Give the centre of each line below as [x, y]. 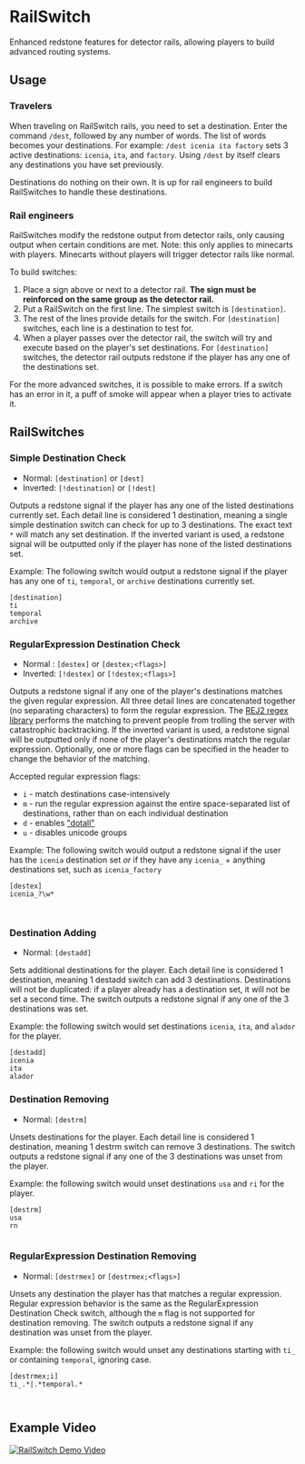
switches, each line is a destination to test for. [108, 328]
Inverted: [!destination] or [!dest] [89, 487]
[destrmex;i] [34, 1376]
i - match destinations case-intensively [96, 793]
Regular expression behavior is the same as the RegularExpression [134, 1303]
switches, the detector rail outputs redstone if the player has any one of [156, 357]
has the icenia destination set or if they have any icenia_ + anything [138, 860]
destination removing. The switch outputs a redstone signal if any [132, 1322]
